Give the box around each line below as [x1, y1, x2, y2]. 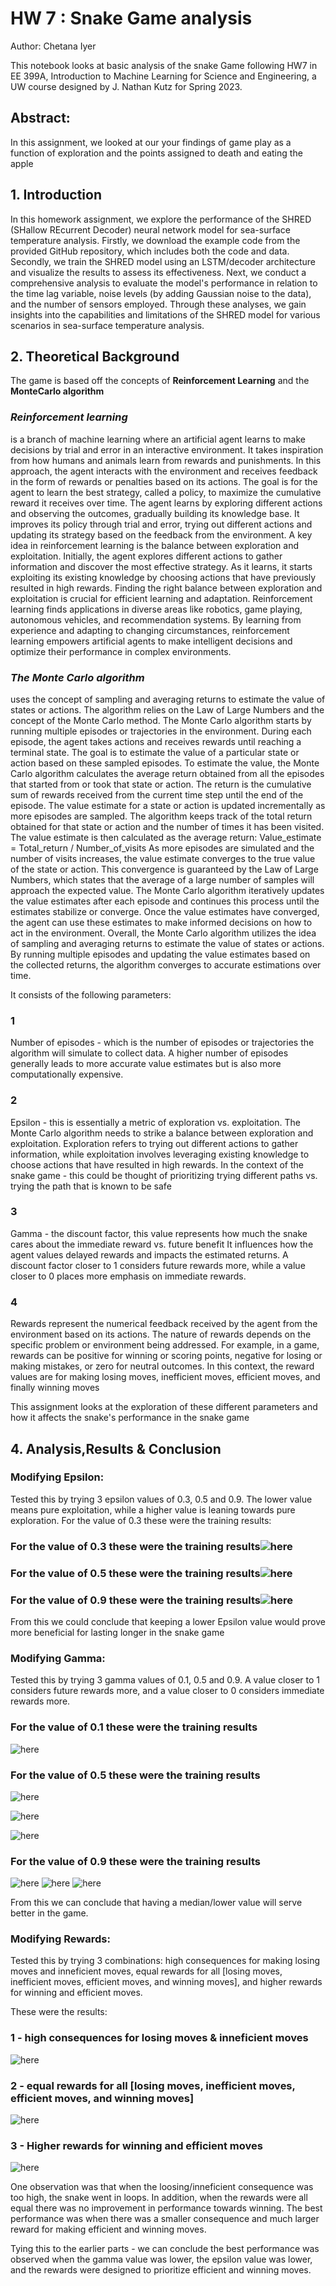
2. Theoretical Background [10, 348, 180, 365]
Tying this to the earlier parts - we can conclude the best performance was [10, 2243, 320, 2255]
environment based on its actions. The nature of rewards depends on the [10, 1328, 312, 1341]
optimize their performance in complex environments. [10, 645, 232, 657]
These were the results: [10, 2006, 108, 2018]
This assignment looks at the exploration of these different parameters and [10, 1401, 318, 1413]
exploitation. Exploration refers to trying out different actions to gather [10, 1137, 299, 1149]
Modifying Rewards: [10, 1932, 111, 1946]
